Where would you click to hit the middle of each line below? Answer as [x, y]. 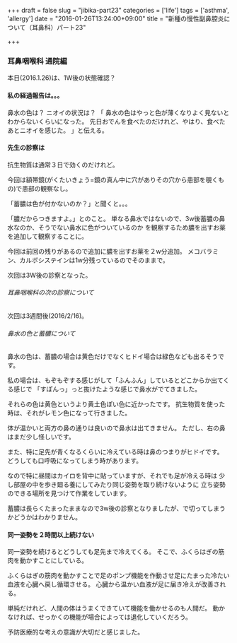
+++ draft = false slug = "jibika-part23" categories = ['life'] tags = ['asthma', [118, 10]
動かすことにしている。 [54, 560]
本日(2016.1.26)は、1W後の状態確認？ [62, 78]
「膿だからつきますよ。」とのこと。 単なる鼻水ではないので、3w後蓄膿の [113, 218]
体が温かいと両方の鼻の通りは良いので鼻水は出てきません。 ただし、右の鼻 [117, 428]
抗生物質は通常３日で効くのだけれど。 [63, 165]
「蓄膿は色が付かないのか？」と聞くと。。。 [69, 203]
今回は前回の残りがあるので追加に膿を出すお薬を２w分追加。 [97, 251]
